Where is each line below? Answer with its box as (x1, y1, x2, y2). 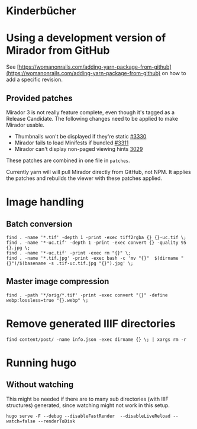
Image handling (6, 195, 84, 209)
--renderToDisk (37, 418, 76, 424)
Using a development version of (6, 31, 166, 45)
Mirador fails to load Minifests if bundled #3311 (14, 139, 129, 146)
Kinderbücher (6, 4, 76, 18)
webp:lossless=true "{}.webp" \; (6, 297, 89, 303)
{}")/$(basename (6, 260, 46, 266)
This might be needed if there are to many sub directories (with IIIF (6, 395, 169, 402)
